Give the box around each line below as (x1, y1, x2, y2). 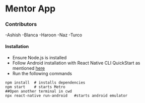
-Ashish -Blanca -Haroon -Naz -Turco (5, 32, 82, 38)
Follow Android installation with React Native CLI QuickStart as (12, 60, 141, 66)
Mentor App (5, 3, 56, 14)
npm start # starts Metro (5, 84, 66, 90)
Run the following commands (12, 70, 72, 76)
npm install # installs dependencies (5, 80, 85, 85)
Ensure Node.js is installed (12, 54, 67, 60)
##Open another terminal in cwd (5, 89, 72, 94)
